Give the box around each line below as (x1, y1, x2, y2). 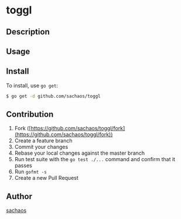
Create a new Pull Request (14, 175, 79, 182)
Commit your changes (14, 144, 69, 151)
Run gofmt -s (14, 168, 47, 175)
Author (6, 191, 32, 201)
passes (14, 162, 32, 169)
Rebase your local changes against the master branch (14, 150, 145, 157)
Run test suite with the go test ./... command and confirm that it (14, 156, 176, 163)
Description (6, 27, 50, 37)
